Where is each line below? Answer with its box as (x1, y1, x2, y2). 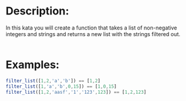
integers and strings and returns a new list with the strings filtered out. (5, 30, 181, 37)
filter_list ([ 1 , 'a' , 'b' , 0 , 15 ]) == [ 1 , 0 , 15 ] (5, 83, 117, 90)
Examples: (5, 58, 60, 72)
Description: (5, 4, 69, 18)
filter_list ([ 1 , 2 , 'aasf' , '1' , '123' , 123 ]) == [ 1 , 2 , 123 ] (5, 89, 147, 95)
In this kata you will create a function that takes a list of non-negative (5, 24, 178, 31)
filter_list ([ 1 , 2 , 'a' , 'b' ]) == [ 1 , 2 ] (5, 78, 101, 84)
